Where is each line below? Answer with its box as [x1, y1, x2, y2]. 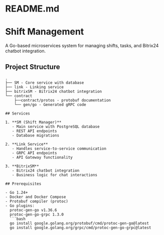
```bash [10, 216, 26, 221]
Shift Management [5, 26, 84, 38]
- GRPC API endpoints [12, 150, 57, 156]
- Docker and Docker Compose [5, 194, 66, 199]
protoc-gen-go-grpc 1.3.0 [10, 212, 64, 217]
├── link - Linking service [5, 84, 64, 89]
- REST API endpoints [12, 129, 57, 134]
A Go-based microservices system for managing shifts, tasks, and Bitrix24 [5, 43, 159, 49]
